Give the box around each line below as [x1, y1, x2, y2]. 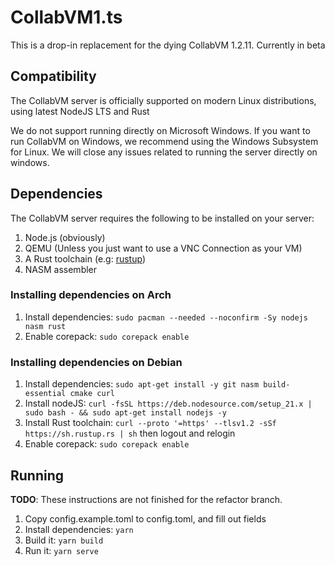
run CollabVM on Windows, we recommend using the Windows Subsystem [10, 135, 319, 147]
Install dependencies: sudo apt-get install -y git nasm [24, 378, 260, 390]
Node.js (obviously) [24, 231, 106, 243]
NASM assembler [24, 263, 98, 275]
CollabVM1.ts [10, 6, 123, 29]
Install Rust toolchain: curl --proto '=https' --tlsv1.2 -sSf [24, 417, 277, 429]
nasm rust [24, 321, 67, 331]
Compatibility [10, 68, 97, 85]
